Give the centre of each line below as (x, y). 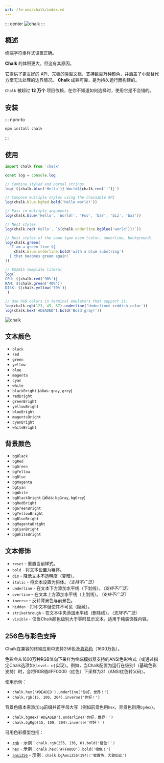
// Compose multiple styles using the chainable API (60, 198)
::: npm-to (15, 120)
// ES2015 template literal (34, 269)
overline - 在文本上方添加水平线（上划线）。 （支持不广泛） (70, 594)
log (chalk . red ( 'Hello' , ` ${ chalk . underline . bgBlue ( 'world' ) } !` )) (73, 229)
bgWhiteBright (26, 535)
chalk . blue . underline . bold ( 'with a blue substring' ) (69, 252)
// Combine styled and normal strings (45, 184)
